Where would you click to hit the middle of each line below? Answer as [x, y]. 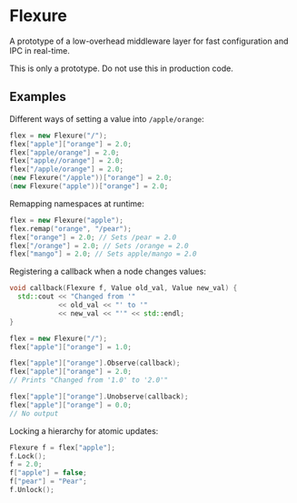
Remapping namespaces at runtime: [77, 203]
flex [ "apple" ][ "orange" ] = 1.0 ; [70, 347]
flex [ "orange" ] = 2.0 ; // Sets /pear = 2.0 [93, 237]
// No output [34, 413]
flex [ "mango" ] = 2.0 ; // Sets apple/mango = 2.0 [103, 254]
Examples [38, 97]
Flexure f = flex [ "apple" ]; [63, 448]
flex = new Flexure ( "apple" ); [67, 220]
